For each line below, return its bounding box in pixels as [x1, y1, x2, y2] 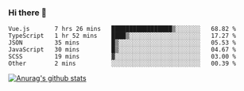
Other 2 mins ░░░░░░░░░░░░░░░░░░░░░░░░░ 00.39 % [8, 59, 237, 68]
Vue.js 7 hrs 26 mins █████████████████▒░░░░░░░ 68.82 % [8, 25, 237, 33]
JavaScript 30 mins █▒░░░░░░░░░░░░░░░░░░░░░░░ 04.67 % [8, 46, 237, 54]
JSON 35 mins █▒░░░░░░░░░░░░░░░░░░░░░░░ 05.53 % [8, 39, 237, 47]
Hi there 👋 [8, 7, 48, 18]
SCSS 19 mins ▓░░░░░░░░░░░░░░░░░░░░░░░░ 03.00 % [8, 53, 237, 61]
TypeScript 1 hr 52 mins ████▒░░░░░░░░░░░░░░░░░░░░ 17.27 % [8, 32, 237, 40]
